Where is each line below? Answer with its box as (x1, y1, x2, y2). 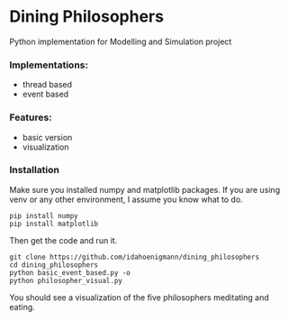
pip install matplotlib (9, 219, 99, 228)
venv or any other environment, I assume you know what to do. (9, 194, 243, 205)
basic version (22, 132, 73, 142)
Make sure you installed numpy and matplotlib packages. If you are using (9, 184, 281, 195)
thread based (22, 79, 73, 90)
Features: (9, 111, 52, 124)
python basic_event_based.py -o (9, 268, 131, 277)
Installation (9, 164, 60, 177)
